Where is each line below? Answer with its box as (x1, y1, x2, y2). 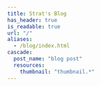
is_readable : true (7, 23, 61, 30)
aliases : (7, 36, 33, 43)
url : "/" (7, 29, 33, 37)
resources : (13, 62, 45, 69)
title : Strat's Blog (7, 10, 68, 17)
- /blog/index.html (13, 42, 70, 49)
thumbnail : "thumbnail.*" (20, 68, 95, 75)
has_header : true (7, 17, 58, 24)
